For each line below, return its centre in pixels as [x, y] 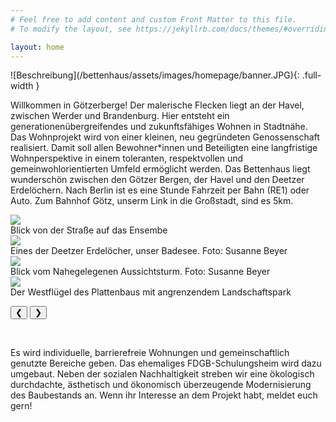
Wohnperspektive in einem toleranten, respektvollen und [127, 158]
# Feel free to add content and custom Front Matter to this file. [154, 19]
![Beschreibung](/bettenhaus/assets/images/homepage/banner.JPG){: [155, 75]
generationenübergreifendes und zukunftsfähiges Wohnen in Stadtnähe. [159, 127]
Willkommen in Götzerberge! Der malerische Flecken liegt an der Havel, [157, 105]
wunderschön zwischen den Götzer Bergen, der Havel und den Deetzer [157, 180]
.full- [311, 75]
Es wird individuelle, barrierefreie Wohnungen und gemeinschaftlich [150, 353]
